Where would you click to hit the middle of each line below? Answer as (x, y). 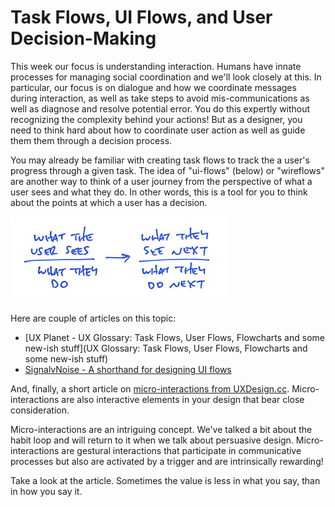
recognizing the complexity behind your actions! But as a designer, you (156, 119)
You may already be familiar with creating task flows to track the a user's (160, 160)
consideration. (40, 410)
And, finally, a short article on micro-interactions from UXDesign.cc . (150, 388)
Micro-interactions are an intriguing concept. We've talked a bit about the (161, 429)
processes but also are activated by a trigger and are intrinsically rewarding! (167, 461)
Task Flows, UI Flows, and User (141, 17)
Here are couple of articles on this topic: (93, 318)
